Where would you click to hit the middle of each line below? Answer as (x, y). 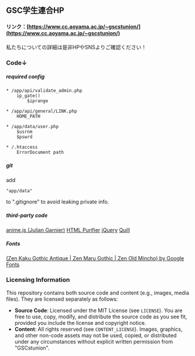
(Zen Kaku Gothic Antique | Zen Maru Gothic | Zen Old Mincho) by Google (95, 258)
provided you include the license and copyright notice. (80, 323)
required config (25, 77)
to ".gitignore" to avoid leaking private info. (58, 202)
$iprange (38, 101)
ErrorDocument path (40, 152)
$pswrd (25, 137)
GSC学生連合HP (35, 11)
